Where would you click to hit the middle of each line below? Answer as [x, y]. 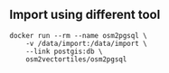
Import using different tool [85, 15]
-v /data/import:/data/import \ [86, 43]
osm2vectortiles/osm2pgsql [76, 59]
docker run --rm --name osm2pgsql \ [78, 35]
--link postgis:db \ [64, 51]
